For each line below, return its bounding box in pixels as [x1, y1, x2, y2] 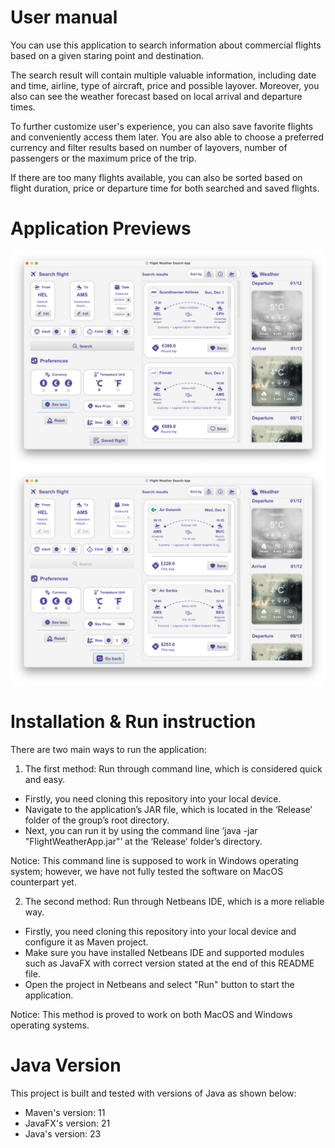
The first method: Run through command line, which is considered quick [24, 762, 323, 775]
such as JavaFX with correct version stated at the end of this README [24, 957, 315, 969]
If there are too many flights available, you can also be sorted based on [10, 171, 303, 183]
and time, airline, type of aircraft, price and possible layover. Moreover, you [10, 79, 320, 91]
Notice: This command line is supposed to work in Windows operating [10, 854, 299, 866]
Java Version [10, 1054, 122, 1077]
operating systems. [10, 1019, 90, 1031]
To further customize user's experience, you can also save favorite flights [10, 120, 314, 132]
